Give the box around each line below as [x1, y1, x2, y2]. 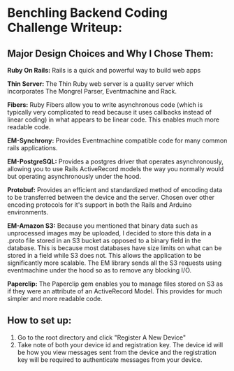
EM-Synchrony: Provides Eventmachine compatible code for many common [7, 136, 228, 145]
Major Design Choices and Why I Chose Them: [7, 48, 214, 59]
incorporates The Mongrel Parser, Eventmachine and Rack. [7, 87, 177, 95]
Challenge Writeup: [7, 20, 122, 36]
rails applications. [7, 144, 58, 152]
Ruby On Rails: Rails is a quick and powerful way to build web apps [7, 66, 201, 74]
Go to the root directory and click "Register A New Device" [17, 333, 187, 342]
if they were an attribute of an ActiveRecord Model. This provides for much [7, 287, 223, 295]
